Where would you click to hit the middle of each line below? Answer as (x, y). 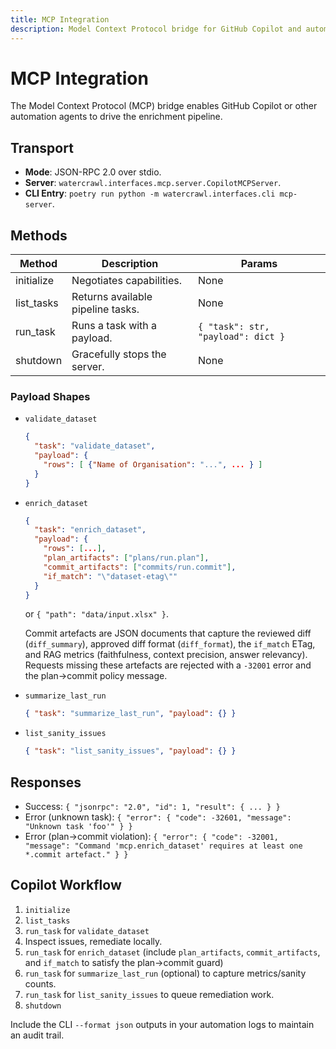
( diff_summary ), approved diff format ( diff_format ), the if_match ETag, (170, 644)
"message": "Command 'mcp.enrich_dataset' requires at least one (163, 846)
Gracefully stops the (119, 354)
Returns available (112, 297)
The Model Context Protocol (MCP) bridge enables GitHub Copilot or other (164, 106)
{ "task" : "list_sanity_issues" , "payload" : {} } (130, 751)
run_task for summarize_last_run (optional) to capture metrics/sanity (165, 973)
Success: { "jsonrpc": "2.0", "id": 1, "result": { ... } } (152, 807)
